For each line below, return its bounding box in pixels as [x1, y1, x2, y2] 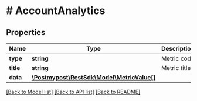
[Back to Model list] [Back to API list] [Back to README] [6, 89, 141, 95]
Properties [6, 27, 46, 37]
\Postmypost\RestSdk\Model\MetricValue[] [31, 74, 156, 81]
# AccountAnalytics [6, 4, 106, 18]
